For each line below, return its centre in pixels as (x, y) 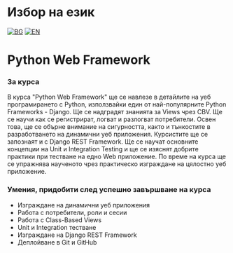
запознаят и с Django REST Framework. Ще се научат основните (103, 142)
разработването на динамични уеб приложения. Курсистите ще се (108, 135)
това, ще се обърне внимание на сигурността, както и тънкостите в (109, 127)
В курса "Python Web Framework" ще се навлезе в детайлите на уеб (109, 97)
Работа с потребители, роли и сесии (72, 212)
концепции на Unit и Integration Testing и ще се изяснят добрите (103, 149)
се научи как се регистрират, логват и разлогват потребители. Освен (112, 119)
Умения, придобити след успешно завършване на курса (109, 190)
